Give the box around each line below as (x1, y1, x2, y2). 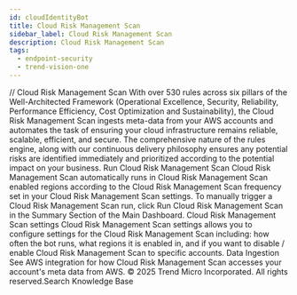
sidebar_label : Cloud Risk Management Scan (9, 29, 173, 38)
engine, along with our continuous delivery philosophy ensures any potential (9, 143, 288, 154)
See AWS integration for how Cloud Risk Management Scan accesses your (9, 257, 282, 267)
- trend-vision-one (17, 63, 90, 72)
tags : (9, 46, 29, 55)
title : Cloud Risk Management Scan (9, 21, 141, 30)
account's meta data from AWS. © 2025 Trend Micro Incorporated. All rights (9, 266, 288, 276)
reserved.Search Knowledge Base (9, 275, 134, 286)
